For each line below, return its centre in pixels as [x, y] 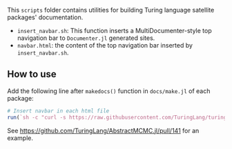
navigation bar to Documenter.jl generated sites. [86, 38]
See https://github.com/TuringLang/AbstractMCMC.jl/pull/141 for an [103, 130]
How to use [32, 74]
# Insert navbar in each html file [58, 111]
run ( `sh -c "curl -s [37, 117]
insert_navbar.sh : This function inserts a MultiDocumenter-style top [114, 31]
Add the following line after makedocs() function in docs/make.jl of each [109, 91]
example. [20, 138]
